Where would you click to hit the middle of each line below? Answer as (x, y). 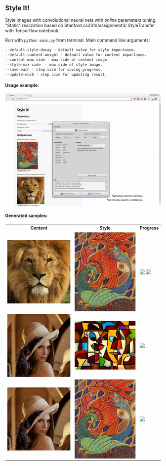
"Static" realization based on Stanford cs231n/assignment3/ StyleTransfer (80, 25)
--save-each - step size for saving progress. (54, 69)
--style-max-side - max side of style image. (54, 64)
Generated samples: (26, 216)
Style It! (17, 8)
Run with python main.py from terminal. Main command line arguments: (78, 40)
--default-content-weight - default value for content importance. (76, 55)
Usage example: (22, 85)
